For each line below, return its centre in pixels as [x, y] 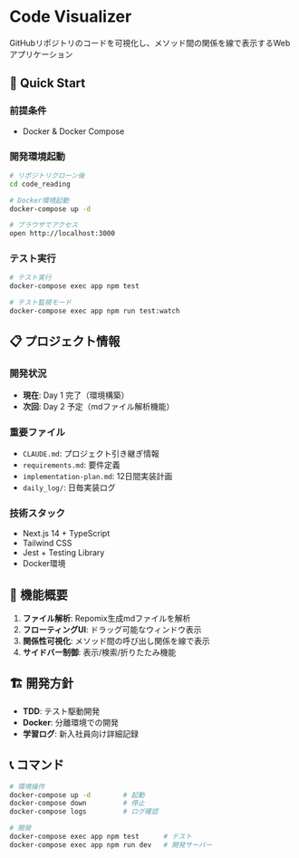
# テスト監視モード [41, 303]
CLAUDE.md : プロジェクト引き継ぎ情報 [91, 453]
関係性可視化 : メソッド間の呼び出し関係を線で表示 [116, 641]
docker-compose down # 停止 [77, 804]
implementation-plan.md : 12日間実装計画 [97, 476]
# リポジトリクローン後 [47, 175]
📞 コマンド [37, 765]
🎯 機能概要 [39, 595]
